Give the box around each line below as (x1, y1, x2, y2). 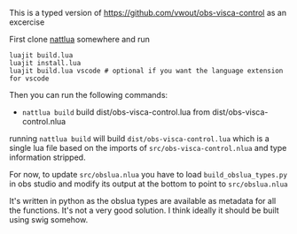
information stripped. (9, 152, 86, 162)
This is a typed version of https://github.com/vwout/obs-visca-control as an (9, 8, 286, 18)
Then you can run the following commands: (9, 90, 168, 100)
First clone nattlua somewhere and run (9, 34, 151, 44)
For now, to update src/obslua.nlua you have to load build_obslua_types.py (9, 170, 288, 179)
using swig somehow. (9, 215, 89, 224)
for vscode (9, 74, 50, 83)
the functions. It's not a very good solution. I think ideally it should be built (9, 205, 279, 215)
